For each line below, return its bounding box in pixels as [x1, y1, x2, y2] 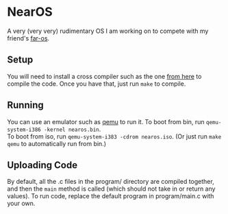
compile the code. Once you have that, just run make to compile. [7, 80, 186, 88]
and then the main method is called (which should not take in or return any [7, 185, 216, 193]
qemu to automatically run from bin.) [7, 139, 107, 147]
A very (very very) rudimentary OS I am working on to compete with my [7, 27, 209, 35]
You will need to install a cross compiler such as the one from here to [7, 72, 202, 80]
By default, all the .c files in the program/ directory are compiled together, [7, 178, 214, 186]
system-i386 [7, 126, 41, 133]
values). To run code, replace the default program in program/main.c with [7, 192, 214, 200]
